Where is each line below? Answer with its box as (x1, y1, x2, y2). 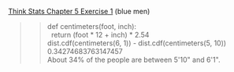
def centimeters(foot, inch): (46, 22, 136, 31)
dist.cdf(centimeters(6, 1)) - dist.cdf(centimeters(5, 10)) (46, 38, 227, 48)
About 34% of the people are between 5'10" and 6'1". (46, 55, 221, 64)
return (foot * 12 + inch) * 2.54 (50, 31, 150, 39)
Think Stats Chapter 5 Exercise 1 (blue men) (8, 7, 150, 16)
